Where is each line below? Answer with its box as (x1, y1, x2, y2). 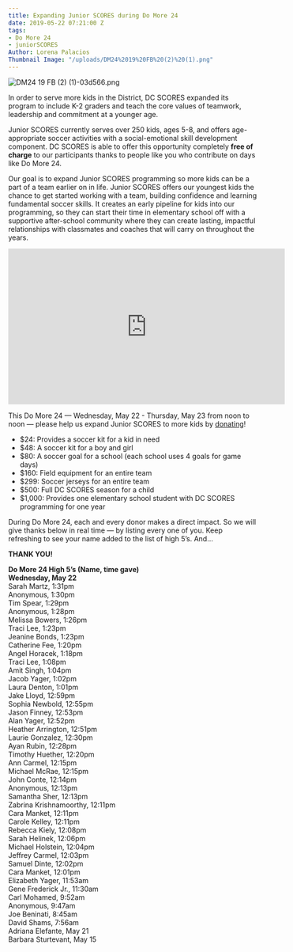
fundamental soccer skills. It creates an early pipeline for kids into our (8, 199, 235, 208)
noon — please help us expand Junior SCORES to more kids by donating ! (8, 419, 246, 428)
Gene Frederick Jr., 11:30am (8, 884, 99, 893)
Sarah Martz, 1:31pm (8, 581, 75, 590)
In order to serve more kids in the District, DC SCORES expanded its (8, 93, 229, 102)
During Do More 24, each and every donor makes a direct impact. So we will (8, 517, 257, 526)
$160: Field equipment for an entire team (19, 468, 152, 477)
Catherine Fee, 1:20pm (8, 640, 82, 650)
